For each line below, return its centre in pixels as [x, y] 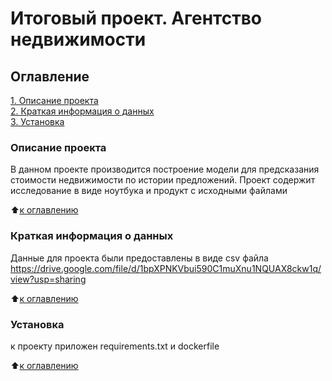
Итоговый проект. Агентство [136, 18]
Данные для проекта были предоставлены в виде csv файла [139, 258]
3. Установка [37, 121]
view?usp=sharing [48, 279]
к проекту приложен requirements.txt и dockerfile [115, 346]
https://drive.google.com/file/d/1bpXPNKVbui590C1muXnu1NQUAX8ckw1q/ [166, 268]
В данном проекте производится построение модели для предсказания [165, 169]
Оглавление [50, 76]
